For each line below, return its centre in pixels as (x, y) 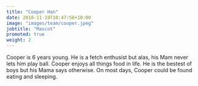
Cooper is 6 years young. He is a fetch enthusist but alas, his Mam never (97, 57)
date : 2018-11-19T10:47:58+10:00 (49, 18)
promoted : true (26, 35)
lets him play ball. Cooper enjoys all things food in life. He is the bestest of (99, 64)
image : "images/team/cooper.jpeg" (50, 23)
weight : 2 (19, 40)
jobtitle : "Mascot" (31, 29)
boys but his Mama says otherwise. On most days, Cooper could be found (99, 70)
